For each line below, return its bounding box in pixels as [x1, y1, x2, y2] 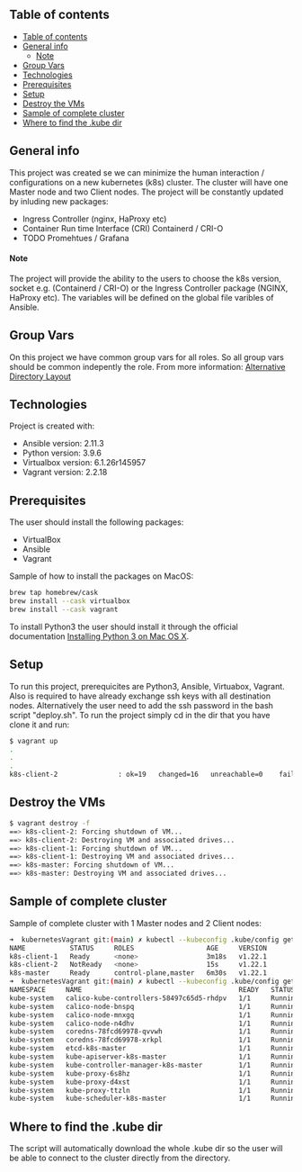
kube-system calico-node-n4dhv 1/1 [9, 1019, 252, 1028]
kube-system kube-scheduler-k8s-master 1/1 [9, 1094, 252, 1104]
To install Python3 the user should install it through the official [9, 621, 238, 632]
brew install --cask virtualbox [9, 597, 130, 606]
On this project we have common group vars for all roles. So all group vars [9, 351, 285, 363]
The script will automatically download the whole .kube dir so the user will [9, 1143, 283, 1154]
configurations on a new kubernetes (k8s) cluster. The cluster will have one [9, 176, 289, 187]
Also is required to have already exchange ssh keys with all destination [9, 690, 271, 701]
